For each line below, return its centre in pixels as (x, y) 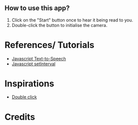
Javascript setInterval (34, 64)
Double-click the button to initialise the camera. (59, 25)
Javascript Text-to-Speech (39, 58)
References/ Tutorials (49, 45)
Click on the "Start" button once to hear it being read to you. (72, 20)
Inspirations (29, 84)
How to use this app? (37, 8)
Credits (20, 117)
